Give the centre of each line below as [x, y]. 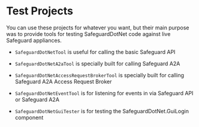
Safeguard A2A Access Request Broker [63, 81]
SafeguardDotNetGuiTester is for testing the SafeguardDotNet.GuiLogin [102, 111]
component [29, 117]
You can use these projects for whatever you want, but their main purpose [98, 28]
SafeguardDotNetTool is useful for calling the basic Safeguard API [95, 52]
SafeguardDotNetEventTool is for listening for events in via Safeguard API [104, 93]
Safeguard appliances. [34, 40]
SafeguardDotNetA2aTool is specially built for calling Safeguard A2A [97, 63]
